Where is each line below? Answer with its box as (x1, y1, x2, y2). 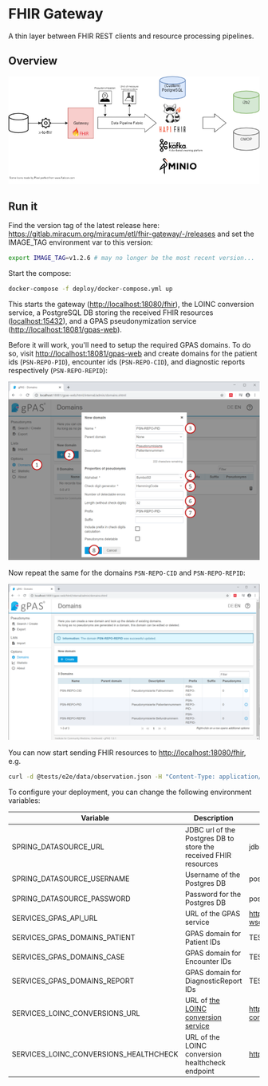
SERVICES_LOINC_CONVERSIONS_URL (11, 1008, 140, 1017)
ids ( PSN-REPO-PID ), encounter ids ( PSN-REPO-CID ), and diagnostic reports (8, 357, 246, 367)
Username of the (184, 870, 241, 879)
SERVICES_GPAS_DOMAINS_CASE (11, 952, 125, 962)
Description (194, 813, 234, 823)
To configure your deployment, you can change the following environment (8, 787, 252, 797)
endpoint (184, 1066, 215, 1076)
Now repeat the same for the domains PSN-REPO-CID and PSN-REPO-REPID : (8, 568, 246, 578)
